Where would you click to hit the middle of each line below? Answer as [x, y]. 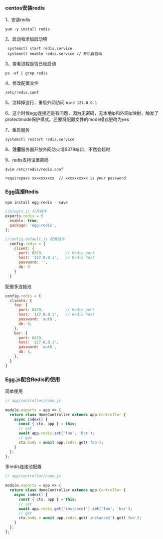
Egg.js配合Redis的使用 [33, 379]
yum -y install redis [28, 29]
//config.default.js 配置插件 [35, 239]
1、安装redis [18, 20]
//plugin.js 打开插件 [26, 211]
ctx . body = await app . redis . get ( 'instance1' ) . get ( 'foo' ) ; [80, 518]
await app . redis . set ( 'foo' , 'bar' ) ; [56, 433]
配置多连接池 [18, 286]
